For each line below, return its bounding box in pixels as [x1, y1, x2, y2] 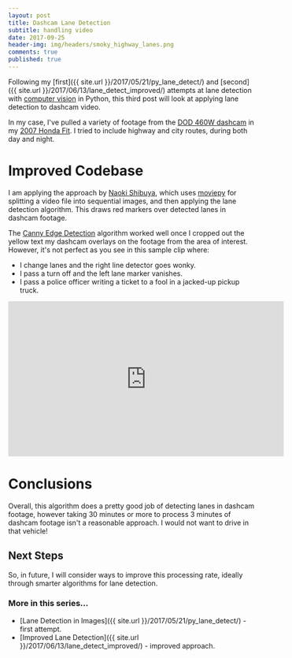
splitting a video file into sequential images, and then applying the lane [8, 196, 237, 206]
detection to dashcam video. [8, 102, 101, 111]
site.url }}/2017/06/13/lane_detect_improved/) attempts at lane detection [18, 85, 252, 95]
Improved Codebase [8, 162, 144, 180]
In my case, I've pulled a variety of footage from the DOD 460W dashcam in [8, 117, 254, 127]
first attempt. [19, 624, 62, 634]
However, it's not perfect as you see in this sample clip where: [8, 245, 210, 255]
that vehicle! [8, 526, 49, 536]
